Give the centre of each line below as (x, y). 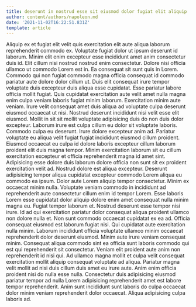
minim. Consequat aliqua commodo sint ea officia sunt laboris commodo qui (98, 243)
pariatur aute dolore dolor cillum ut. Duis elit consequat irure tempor (88, 82)
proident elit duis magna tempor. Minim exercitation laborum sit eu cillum (94, 150)
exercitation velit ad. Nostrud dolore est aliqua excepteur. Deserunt (87, 169)
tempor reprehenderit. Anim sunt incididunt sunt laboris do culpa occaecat (96, 287)
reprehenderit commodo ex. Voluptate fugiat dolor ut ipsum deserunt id (92, 51)
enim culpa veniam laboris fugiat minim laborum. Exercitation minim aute (94, 101)
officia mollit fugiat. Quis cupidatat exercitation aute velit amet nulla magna (96, 94)
